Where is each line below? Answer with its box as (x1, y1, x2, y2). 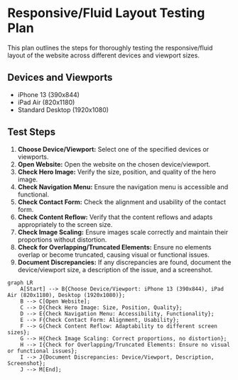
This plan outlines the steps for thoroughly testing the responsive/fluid (7, 43, 213, 52)
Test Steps (7, 126, 56, 138)
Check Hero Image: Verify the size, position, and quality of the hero (17, 167, 217, 176)
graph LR (7, 279, 33, 286)
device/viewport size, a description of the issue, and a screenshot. (17, 265, 213, 274)
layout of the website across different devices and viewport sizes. (7, 51, 200, 60)
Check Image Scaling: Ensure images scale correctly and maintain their (17, 228, 229, 236)
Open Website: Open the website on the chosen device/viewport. (17, 160, 211, 168)
